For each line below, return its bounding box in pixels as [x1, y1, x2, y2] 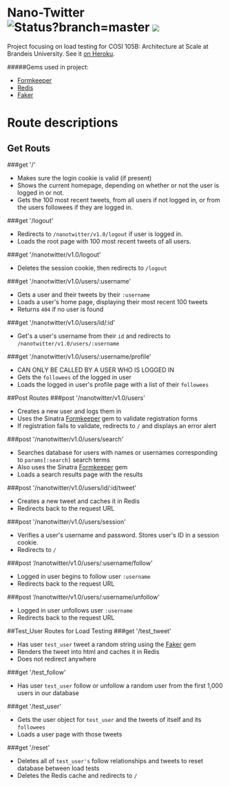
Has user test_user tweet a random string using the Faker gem [17, 640, 196, 648]
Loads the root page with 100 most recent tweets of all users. [17, 237, 191, 245]
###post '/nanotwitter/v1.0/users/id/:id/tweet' [7, 483, 136, 491]
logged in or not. [17, 188, 64, 197]
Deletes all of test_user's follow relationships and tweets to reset [17, 756, 203, 765]
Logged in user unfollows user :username [17, 606, 133, 614]
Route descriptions [7, 115, 118, 131]
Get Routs [7, 142, 50, 154]
